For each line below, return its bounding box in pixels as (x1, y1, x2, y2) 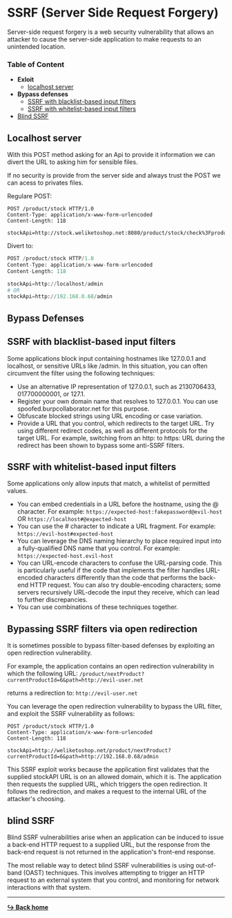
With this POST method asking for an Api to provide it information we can (7, 151, 215, 159)
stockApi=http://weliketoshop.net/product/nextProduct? (7, 747, 171, 754)
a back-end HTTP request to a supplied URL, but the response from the (7, 840, 211, 848)
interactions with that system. (7, 883, 91, 891)
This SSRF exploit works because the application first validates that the (7, 765, 209, 774)
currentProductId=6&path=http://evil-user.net (7, 677, 144, 684)
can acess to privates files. (7, 178, 84, 187)
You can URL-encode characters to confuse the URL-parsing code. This (17, 559, 222, 568)
